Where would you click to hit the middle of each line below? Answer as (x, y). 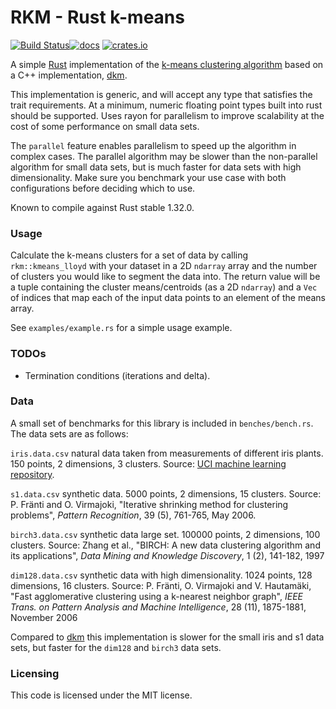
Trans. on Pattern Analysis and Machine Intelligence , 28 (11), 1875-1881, (158, 607)
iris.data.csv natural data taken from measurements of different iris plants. (167, 453)
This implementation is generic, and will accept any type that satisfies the (161, 94)
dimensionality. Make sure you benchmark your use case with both (148, 177)
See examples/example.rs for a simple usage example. (121, 328)
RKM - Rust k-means (97, 17)
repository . (32, 474)
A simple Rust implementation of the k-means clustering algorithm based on (167, 64)
